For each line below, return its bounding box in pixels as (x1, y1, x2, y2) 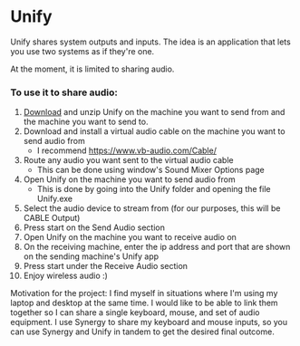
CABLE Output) (23, 213, 81, 224)
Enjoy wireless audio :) (23, 270, 108, 282)
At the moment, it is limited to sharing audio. (10, 63, 175, 74)
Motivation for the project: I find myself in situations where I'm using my (10, 288, 278, 299)
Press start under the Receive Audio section (23, 261, 189, 272)
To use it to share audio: (10, 86, 119, 99)
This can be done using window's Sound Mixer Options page (36, 165, 266, 176)
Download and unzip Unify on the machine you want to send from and (23, 107, 285, 118)
